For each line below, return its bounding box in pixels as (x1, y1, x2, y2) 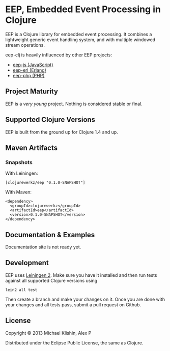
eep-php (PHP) (12, 72, 45, 78)
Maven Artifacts (5, 143, 58, 152)
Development (5, 259, 49, 267)
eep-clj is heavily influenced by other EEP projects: (5, 52, 112, 58)
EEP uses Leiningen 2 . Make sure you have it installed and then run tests (5, 272, 157, 278)
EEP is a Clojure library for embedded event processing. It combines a (5, 31, 152, 37)
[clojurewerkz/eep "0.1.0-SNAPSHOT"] (5, 180, 86, 185)
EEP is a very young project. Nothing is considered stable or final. (5, 101, 143, 107)
